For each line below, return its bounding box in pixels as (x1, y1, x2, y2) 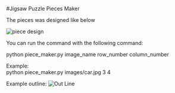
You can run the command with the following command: (6, 40, 143, 46)
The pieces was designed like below (6, 17, 95, 23)
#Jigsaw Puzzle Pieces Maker (6, 5, 80, 12)
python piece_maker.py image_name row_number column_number (6, 51, 170, 58)
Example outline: (6, 80, 47, 87)
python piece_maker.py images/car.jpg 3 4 (6, 69, 111, 76)
